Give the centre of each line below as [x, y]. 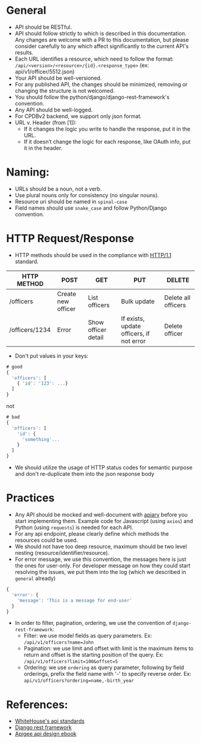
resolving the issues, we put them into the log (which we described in [100, 572]
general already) [35, 578]
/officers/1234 [30, 330]
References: [37, 704]
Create [67, 294]
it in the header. [43, 148]
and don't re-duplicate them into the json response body [84, 474]
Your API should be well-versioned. [58, 78]
